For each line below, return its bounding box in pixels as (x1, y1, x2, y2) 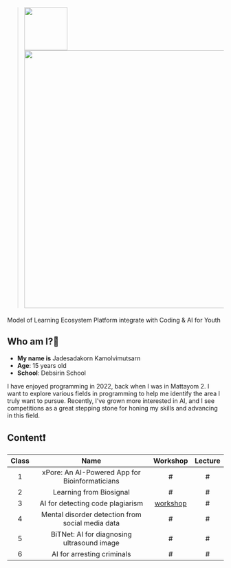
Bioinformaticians (63, 476, 120, 485)
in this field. (7, 411, 40, 419)
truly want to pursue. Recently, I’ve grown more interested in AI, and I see (7, 396, 215, 405)
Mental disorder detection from (41, 510, 142, 519)
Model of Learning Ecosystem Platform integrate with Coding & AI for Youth (7, 316, 221, 324)
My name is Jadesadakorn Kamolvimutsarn (16, 354, 141, 362)
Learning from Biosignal (52, 487, 131, 496)
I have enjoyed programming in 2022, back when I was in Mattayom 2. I (7, 382, 210, 390)
